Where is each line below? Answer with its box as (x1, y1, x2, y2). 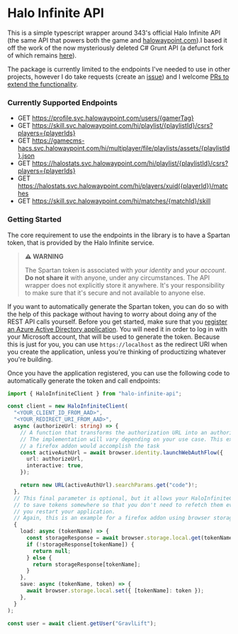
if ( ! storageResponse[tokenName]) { (25, 541, 135, 548)
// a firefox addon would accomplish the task (20, 442, 160, 449)
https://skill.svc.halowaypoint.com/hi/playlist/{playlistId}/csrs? (31, 121, 213, 130)
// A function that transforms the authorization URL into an (20, 429, 208, 436)
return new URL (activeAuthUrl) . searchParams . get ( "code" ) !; (20, 481, 198, 489)
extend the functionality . (7, 80, 79, 88)
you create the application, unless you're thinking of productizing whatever (7, 347, 227, 356)
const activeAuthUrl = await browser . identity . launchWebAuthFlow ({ (20, 449, 223, 456)
